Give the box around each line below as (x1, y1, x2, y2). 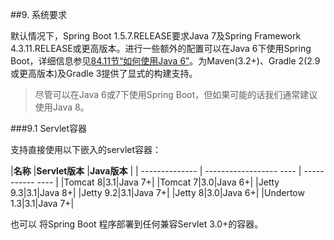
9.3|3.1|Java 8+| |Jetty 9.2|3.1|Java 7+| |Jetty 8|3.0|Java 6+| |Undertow (10, 187, 305, 198)
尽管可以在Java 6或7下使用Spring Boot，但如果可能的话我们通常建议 (34, 89, 318, 100)
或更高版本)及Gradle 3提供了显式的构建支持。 (10, 68, 198, 79)
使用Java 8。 (34, 101, 90, 113)
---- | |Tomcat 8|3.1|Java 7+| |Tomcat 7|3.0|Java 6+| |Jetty (36, 176, 280, 188)
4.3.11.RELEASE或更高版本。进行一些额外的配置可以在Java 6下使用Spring (10, 43, 312, 54)
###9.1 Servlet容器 (10, 123, 88, 134)
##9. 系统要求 (10, 9, 68, 20)
